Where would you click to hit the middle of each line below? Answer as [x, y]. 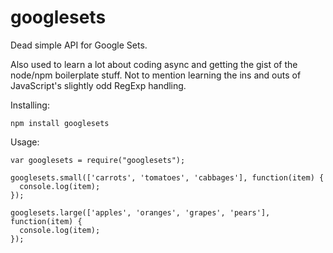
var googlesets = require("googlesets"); [98, 160]
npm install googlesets [60, 123]
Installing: [30, 105]
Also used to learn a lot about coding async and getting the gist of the [154, 64]
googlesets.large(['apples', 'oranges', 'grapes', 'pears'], [140, 212]
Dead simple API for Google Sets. [79, 45]
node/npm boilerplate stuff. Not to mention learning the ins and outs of [156, 75]
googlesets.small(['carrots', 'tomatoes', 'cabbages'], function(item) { [167, 177]
